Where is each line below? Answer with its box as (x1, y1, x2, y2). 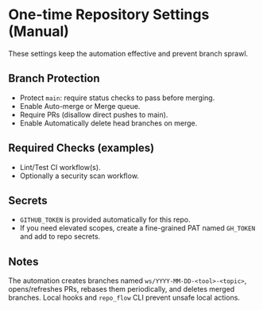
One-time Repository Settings (8, 6, 210, 24)
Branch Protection (8, 72, 101, 85)
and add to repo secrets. (19, 232, 101, 242)
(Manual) (8, 22, 70, 41)
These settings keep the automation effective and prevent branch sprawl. (8, 48, 249, 58)
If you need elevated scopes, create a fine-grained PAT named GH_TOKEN (19, 223, 256, 233)
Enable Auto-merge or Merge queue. (19, 101, 141, 110)
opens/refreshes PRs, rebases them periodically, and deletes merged (8, 285, 235, 294)
